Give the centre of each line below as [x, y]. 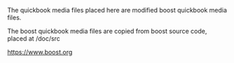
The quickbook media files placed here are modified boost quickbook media [117, 10]
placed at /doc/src [34, 38]
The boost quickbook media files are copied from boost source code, [107, 31]
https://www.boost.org [40, 52]
